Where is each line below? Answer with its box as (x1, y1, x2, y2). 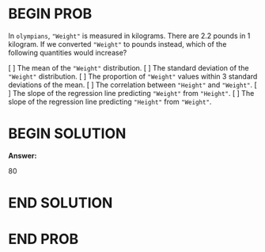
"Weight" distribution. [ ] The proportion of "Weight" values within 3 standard (8, 71, 258, 81)
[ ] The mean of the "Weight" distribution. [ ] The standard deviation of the (8, 63, 249, 72)
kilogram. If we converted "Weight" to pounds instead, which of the (8, 39, 227, 48)
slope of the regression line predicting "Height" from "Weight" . (8, 97, 212, 106)
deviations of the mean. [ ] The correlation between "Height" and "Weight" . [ (8, 80, 257, 90)
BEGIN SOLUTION (8, 124, 127, 143)
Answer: (8, 151, 37, 160)
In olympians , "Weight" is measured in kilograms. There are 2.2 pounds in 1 (8, 31, 251, 40)
